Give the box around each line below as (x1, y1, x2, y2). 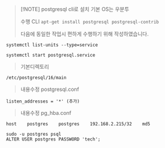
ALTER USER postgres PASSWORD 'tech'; (6, 136, 101, 142)
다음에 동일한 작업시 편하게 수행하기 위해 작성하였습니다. (20, 30, 149, 37)
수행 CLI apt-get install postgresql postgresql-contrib (20, 18, 159, 25)
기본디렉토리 (20, 64, 50, 70)
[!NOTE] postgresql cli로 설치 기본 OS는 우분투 (20, 6, 130, 12)
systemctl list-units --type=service (6, 42, 98, 48)
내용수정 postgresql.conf (20, 86, 80, 93)
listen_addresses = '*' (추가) (6, 98, 80, 104)
